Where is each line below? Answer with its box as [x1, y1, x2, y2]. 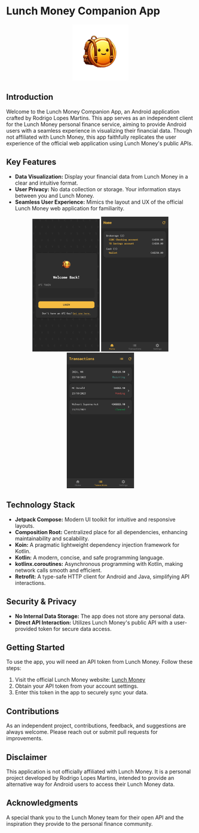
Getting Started [6, 642, 65, 653]
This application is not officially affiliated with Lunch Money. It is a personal [6, 768, 191, 775]
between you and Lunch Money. [14, 192, 94, 199]
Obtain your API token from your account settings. [14, 682, 139, 690]
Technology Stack [6, 500, 75, 510]
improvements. [6, 735, 43, 742]
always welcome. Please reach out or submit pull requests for [6, 728, 158, 736]
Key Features [6, 157, 57, 167]
